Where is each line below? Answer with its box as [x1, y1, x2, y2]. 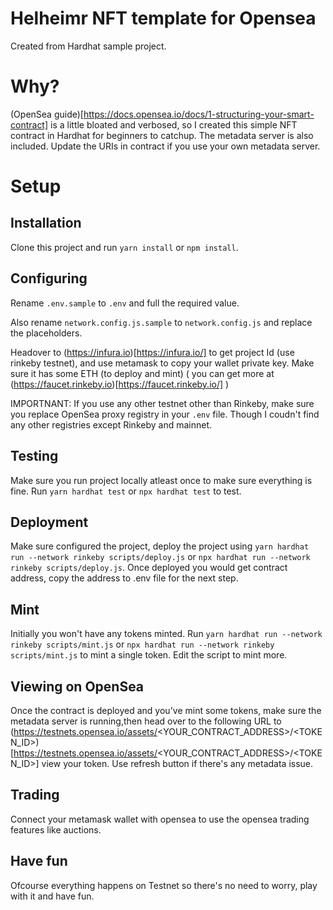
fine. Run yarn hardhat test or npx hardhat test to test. [10, 485, 242, 497]
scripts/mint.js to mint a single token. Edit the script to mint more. [10, 649, 288, 661]
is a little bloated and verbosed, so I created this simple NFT [50, 118, 298, 131]
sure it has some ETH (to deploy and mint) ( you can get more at [10, 367, 275, 379]
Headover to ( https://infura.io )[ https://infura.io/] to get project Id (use [10, 346, 295, 358]
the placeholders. [10, 327, 83, 339]
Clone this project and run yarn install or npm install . [10, 241, 239, 253]
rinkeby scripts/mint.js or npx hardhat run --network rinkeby [10, 638, 275, 651]
